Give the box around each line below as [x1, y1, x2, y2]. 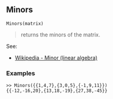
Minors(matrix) [6, 20, 44, 26]
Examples [6, 69, 36, 77]
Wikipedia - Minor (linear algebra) [14, 54, 98, 61]
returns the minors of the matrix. [20, 31, 101, 38]
